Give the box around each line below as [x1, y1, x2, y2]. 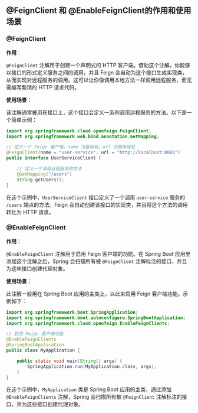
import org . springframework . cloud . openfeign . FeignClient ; [6, 128, 151, 134]
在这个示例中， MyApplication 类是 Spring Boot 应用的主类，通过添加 [6, 386, 172, 393]
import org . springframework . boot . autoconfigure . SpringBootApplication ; [6, 315, 186, 321]
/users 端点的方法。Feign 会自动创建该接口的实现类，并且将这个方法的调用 [6, 201, 188, 208]
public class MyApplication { [6, 347, 81, 353]
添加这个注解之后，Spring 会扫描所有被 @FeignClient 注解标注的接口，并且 [6, 258, 187, 265]
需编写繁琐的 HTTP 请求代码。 [6, 83, 80, 90]
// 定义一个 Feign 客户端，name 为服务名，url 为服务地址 [6, 144, 136, 150]
